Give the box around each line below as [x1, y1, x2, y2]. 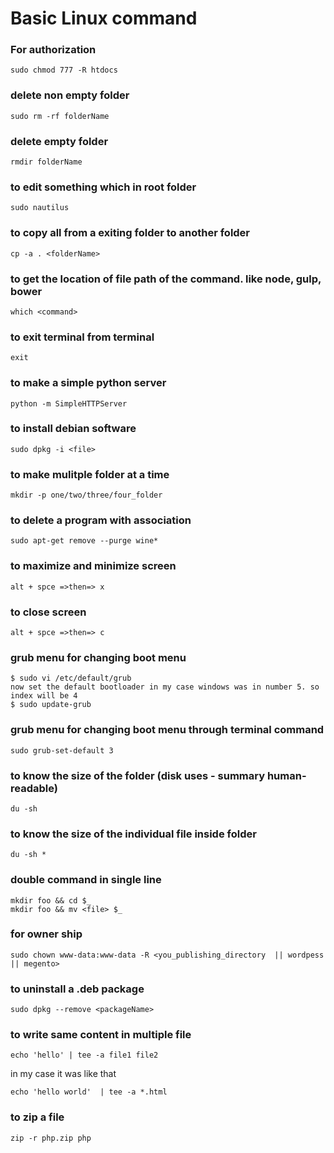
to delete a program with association [10, 513, 192, 527]
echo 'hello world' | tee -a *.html [10, 1087, 168, 1097]
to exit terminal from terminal [10, 330, 155, 344]
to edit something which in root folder [10, 180, 197, 194]
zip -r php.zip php [10, 1133, 92, 1143]
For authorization [10, 43, 97, 57]
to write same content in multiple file [10, 1028, 192, 1042]
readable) [10, 781, 58, 795]
